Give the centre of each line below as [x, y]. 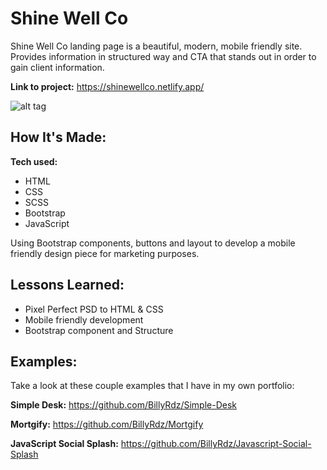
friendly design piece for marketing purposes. [105, 253]
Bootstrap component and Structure [99, 330]
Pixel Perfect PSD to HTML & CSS [94, 309]
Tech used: [34, 161]
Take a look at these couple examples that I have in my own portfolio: [152, 386]
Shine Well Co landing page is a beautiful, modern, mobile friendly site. [156, 46]
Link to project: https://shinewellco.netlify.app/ [107, 86]
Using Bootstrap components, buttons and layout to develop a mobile [153, 243]
